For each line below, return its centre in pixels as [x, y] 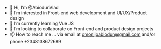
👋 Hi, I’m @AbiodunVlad [34, 8]
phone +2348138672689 [35, 41]
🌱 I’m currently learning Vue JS [42, 23]
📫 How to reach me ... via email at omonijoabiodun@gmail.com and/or [83, 34]
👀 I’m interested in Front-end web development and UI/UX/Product [78, 13]
